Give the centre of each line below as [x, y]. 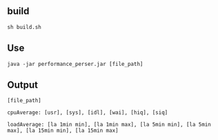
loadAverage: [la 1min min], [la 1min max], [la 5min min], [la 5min [109, 125]
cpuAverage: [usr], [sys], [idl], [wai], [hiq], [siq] [88, 113]
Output [22, 85]
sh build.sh [24, 27]
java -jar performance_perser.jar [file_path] [75, 64]
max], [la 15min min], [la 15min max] [63, 131]
